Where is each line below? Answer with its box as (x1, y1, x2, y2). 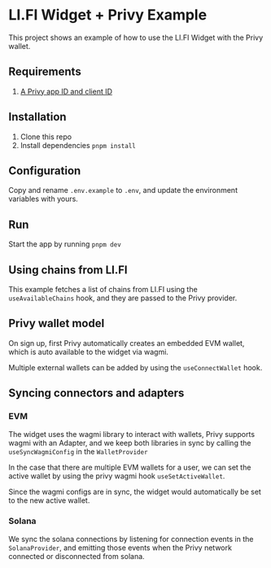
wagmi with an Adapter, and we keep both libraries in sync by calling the (8, 438, 251, 448)
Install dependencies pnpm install (20, 140, 136, 150)
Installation (8, 110, 67, 124)
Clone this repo (20, 132, 72, 142)
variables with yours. (8, 194, 79, 204)
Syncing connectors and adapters (8, 387, 185, 400)
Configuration (8, 164, 81, 177)
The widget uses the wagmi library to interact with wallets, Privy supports (8, 429, 255, 439)
